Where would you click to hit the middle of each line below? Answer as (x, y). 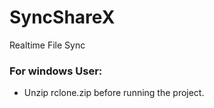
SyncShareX (62, 17)
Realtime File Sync (47, 45)
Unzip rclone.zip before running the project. (114, 93)
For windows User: (56, 71)
